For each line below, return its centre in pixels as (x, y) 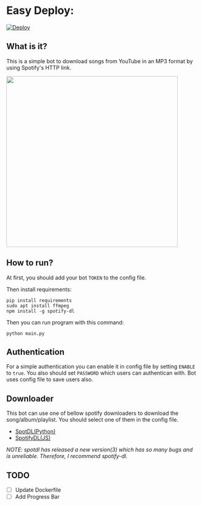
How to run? (30, 263)
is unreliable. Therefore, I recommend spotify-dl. (67, 456)
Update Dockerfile (38, 490)
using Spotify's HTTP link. (39, 67)
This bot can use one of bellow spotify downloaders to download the (92, 413)
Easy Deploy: (40, 11)
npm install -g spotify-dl (40, 311)
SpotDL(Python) (35, 431)
